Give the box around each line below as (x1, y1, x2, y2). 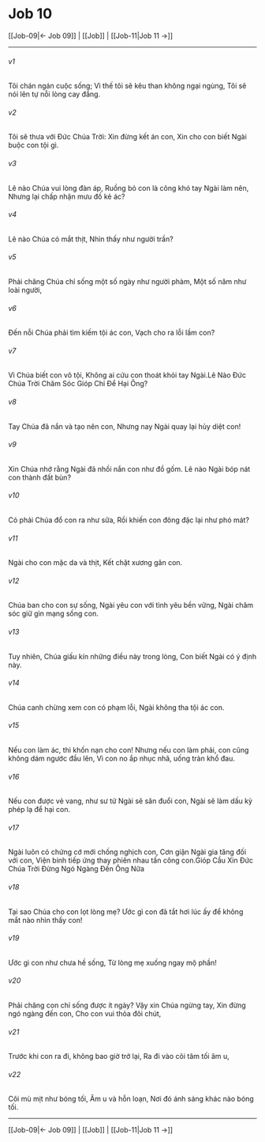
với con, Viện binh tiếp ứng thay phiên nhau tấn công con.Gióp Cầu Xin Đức (8, 856, 254, 865)
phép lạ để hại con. (8, 805, 71, 814)
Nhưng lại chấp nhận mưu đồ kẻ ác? (8, 192, 125, 201)
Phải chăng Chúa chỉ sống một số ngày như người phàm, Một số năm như (8, 276, 247, 286)
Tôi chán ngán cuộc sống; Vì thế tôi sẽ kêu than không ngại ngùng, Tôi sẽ (8, 81, 247, 91)
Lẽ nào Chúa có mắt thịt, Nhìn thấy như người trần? (8, 234, 174, 244)
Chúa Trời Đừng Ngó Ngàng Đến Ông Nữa (8, 864, 144, 874)
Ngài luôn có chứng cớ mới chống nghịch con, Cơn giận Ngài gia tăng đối (8, 848, 247, 857)
